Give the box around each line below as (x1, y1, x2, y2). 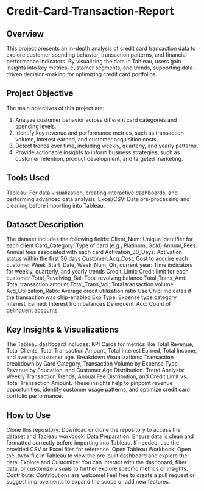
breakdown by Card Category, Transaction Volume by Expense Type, (6, 360, 180, 367)
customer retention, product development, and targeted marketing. (15, 155, 183, 162)
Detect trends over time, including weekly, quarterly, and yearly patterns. (15, 142, 199, 149)
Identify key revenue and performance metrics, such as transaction (15, 129, 185, 136)
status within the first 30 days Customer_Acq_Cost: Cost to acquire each (6, 255, 189, 263)
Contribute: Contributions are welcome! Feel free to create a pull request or (6, 472, 195, 479)
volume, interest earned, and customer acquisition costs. (15, 135, 158, 143)
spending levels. (15, 122, 57, 130)
